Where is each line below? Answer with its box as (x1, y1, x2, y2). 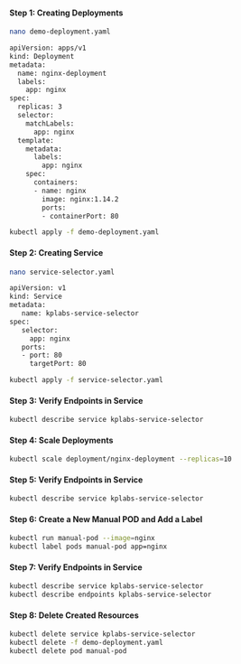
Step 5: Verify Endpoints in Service (9, 474, 144, 485)
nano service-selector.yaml (9, 267, 116, 276)
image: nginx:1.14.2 (42, 194, 119, 203)
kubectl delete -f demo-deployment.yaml (9, 638, 164, 648)
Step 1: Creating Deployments (9, 7, 124, 18)
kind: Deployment (9, 51, 75, 61)
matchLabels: (25, 118, 75, 128)
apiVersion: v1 (9, 284, 67, 293)
